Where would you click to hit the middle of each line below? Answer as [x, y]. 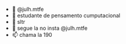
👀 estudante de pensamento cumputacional [66, 15]
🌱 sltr [18, 22]
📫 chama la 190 [32, 35]
